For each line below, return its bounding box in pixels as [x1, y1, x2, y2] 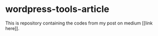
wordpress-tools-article [5, 3, 110, 15]
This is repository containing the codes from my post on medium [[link [5, 20, 153, 26]
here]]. [5, 25, 19, 31]
